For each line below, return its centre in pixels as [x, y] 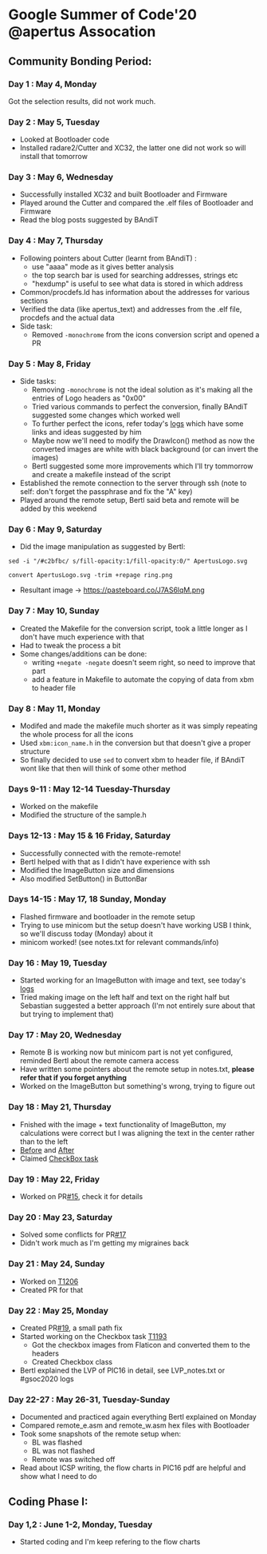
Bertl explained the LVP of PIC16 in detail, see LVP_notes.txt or [122, 1370]
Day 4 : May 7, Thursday [56, 241]
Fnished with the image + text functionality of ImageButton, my [123, 1124]
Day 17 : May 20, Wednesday [65, 1035]
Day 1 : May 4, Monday [53, 84]
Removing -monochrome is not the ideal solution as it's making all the [142, 390]
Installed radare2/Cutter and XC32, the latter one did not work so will [133, 148]
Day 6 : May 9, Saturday [55, 529]
